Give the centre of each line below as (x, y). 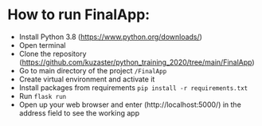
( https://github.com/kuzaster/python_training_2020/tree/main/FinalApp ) (137, 62)
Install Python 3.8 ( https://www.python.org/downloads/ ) (110, 37)
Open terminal (42, 45)
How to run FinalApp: (79, 15)
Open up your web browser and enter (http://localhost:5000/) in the (130, 104)
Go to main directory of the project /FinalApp (93, 70)
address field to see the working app (79, 112)
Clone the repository (53, 53)
